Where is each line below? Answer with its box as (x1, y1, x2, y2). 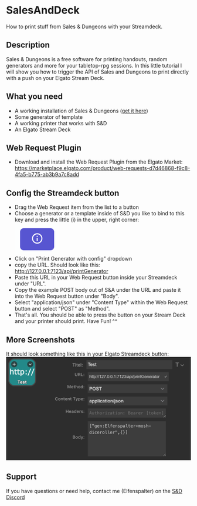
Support (6, 472, 37, 482)
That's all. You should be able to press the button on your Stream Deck (14, 311, 186, 318)
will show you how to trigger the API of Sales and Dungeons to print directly (6, 68, 189, 75)
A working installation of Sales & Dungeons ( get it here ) (14, 107, 148, 114)
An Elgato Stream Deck (14, 126, 71, 133)
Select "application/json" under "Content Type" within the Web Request (14, 299, 188, 306)
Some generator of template (14, 113, 83, 121)
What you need (6, 92, 63, 102)
